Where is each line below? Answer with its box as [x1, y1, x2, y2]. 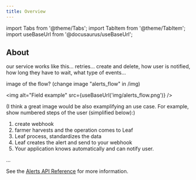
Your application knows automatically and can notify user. [14, 145, 154, 152]
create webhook [14, 121, 54, 128]
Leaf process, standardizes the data [14, 133, 102, 140]
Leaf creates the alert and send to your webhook [14, 139, 133, 146]
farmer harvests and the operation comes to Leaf [14, 126, 133, 134]
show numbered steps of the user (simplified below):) [6, 109, 136, 117]
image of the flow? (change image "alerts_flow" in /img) [6, 80, 140, 87]
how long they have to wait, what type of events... [6, 69, 126, 76]
